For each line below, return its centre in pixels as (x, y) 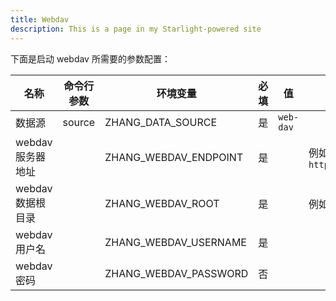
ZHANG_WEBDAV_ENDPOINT (174, 157)
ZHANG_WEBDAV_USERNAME (175, 242)
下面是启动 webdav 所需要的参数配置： (90, 58)
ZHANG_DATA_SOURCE (161, 122)
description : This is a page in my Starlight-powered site (136, 29)
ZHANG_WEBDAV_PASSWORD (176, 273)
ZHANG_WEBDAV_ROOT (162, 203)
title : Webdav (40, 19)
